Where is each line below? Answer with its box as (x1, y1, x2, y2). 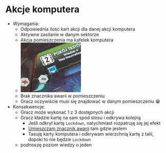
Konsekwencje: (12, 103, 45, 110)
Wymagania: (12, 20, 39, 27)
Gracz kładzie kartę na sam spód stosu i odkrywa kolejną (20, 114, 141, 121)
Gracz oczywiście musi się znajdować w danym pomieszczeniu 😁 (20, 98, 160, 104)
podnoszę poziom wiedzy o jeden (20, 142, 92, 148)
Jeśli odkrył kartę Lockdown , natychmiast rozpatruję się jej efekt (28, 120, 161, 126)
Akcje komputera (5, 4, 80, 15)
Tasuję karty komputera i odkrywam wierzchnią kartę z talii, (28, 130, 154, 137)
